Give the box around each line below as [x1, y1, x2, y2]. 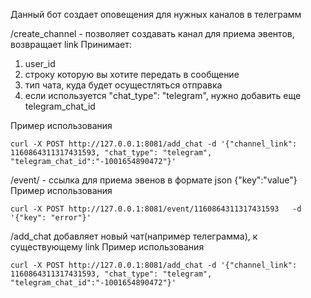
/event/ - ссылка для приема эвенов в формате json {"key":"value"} [10, 174, 298, 186]
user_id [24, 58, 56, 69]
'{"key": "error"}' [10, 213, 92, 223]
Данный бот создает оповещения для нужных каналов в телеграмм [10, 9, 302, 20]
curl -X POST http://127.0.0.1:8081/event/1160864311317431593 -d [10, 204, 302, 214]
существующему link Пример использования [10, 241, 205, 253]
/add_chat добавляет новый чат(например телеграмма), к [10, 230, 258, 242]
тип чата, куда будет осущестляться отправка [24, 79, 223, 91]
